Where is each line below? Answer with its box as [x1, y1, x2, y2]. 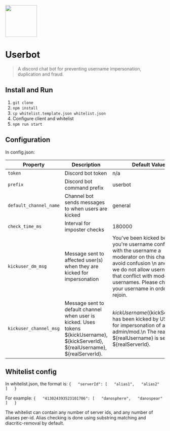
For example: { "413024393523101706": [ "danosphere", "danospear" [5, 395, 163, 401]
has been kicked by [112, 315, 159, 322]
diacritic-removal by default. [5, 420, 64, 426]
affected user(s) [64, 256, 103, 263]
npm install [12, 105, 38, 111]
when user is [64, 312, 95, 319]
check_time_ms [8, 223, 42, 229]
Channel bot [64, 192, 94, 199]
